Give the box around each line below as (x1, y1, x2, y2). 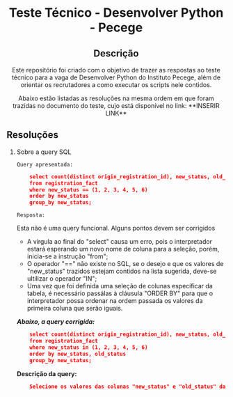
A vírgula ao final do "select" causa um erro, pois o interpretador (26, 238, 213, 246)
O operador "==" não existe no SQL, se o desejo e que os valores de (26, 260, 224, 268)
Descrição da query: (16, 369, 77, 377)
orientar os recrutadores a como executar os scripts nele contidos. (20, 81, 212, 88)
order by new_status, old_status (29, 350, 127, 357)
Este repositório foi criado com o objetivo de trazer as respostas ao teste (12, 66, 220, 74)
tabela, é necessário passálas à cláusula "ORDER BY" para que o (26, 289, 214, 297)
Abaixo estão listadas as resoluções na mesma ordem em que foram (17, 94, 215, 102)
